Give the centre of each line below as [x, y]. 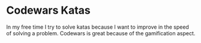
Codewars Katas [49, 10]
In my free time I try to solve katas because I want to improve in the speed [97, 27]
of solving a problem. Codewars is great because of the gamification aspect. [101, 33]
